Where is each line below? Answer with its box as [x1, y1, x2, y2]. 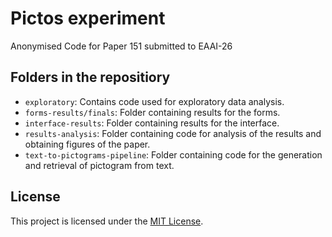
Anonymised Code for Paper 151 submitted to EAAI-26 [10, 40, 233, 52]
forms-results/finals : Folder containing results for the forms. [24, 106, 281, 118]
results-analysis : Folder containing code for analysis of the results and [24, 127, 322, 139]
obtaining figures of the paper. [24, 138, 151, 150]
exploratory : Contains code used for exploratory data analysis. [24, 95, 285, 107]
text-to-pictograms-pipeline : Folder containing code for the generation [24, 148, 323, 161]
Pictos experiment [10, 7, 166, 30]
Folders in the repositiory [10, 69, 171, 86]
